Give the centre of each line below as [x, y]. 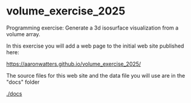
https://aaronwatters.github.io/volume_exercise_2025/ [74, 64]
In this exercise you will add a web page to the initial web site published [95, 46]
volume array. [23, 34]
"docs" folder [23, 82]
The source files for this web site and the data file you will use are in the [96, 75]
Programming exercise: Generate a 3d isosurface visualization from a [92, 28]
